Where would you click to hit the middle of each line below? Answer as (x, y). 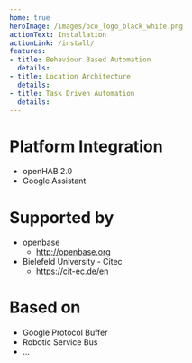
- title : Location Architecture (70, 77)
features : (28, 51)
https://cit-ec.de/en (72, 271)
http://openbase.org (73, 252)
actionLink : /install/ (52, 43)
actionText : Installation (58, 34)
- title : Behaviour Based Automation (80, 60)
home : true (30, 18)
